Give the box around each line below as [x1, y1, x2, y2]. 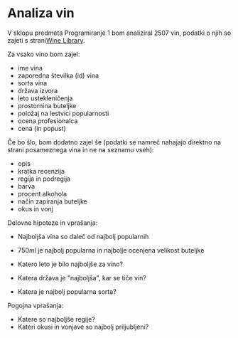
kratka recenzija [17, 167, 65, 175]
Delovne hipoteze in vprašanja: [7, 218, 98, 227]
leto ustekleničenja [17, 94, 73, 102]
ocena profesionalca [17, 116, 78, 125]
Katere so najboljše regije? [17, 315, 96, 323]
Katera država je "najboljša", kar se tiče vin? [17, 273, 147, 282]
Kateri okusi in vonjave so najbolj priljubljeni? [17, 322, 149, 331]
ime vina [17, 63, 43, 72]
